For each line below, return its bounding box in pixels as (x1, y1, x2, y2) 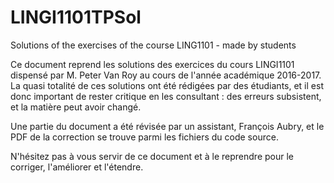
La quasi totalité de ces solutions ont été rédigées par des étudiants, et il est (10, 79, 324, 91)
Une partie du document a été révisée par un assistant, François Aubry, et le (10, 120, 325, 132)
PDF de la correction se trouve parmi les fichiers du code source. (10, 131, 279, 143)
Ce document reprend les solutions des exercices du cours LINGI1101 (10, 58, 295, 70)
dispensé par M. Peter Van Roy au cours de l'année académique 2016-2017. (10, 69, 322, 81)
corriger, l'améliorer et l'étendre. (10, 161, 144, 173)
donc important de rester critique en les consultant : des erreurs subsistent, (10, 90, 322, 102)
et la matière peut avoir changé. (10, 101, 142, 113)
